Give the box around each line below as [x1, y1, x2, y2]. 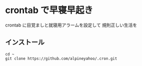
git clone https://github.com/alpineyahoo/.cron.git [5, 56, 117, 61]
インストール [5, 38, 45, 46]
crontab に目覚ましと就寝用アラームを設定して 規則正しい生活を [5, 22, 137, 28]
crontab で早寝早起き [5, 4, 93, 16]
